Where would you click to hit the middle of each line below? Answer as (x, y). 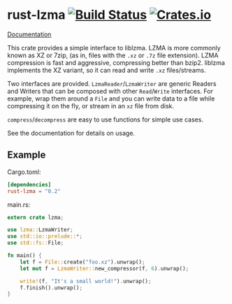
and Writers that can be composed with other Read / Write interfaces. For (110, 91)
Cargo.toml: (24, 172)
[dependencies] (29, 184)
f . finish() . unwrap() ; (51, 288)
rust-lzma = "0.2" (34, 191)
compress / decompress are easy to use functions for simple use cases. (106, 120)
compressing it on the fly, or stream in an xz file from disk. (91, 106)
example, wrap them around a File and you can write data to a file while (111, 99)
